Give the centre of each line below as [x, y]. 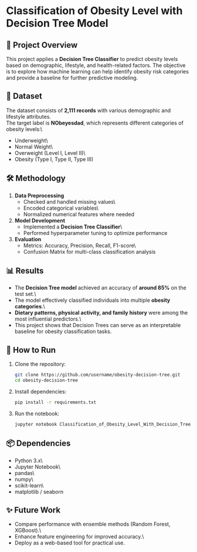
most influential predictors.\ [48, 319]
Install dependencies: [40, 391]
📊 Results [25, 271]
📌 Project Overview [42, 45]
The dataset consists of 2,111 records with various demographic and [89, 110]
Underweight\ [31, 140]
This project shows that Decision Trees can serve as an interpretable [98, 325]
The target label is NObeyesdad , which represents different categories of [95, 123]
